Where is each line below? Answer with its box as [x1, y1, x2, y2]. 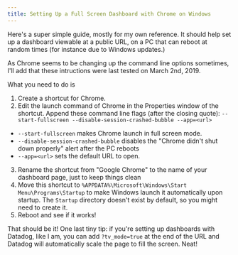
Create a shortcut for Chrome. [17, 94, 107, 102]
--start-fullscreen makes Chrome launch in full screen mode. [17, 129, 202, 137]
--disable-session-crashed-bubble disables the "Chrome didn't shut [17, 136, 218, 145]
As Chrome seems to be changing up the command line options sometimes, [7, 58, 229, 67]
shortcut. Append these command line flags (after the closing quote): [17, 109, 220, 117]
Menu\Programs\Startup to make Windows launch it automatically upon [17, 188, 223, 196]
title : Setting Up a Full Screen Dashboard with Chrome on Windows [7, 10, 212, 18]
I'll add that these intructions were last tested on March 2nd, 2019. [7, 66, 201, 75]
